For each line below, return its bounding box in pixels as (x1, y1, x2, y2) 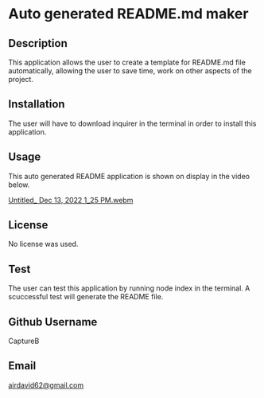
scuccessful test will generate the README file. (8, 292, 164, 302)
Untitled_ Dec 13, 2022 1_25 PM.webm (8, 195, 134, 205)
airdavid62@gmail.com (8, 380, 84, 390)
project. (8, 75, 34, 84)
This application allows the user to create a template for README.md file (8, 57, 247, 67)
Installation (8, 97, 65, 111)
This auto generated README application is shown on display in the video (8, 171, 250, 181)
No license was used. (8, 240, 79, 249)
